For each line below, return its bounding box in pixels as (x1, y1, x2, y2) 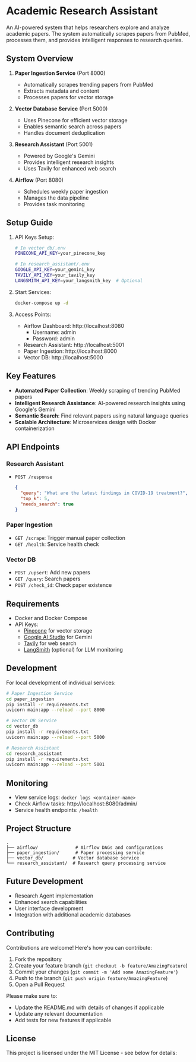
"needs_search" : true (20, 501, 74, 507)
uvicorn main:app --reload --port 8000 (6, 707, 105, 713)
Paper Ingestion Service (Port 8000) (14, 69, 106, 77)
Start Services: (14, 288, 52, 295)
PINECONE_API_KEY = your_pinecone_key (14, 251, 106, 257)
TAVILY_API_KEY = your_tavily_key (14, 272, 95, 279)
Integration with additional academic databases (14, 911, 131, 918)
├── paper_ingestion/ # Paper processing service (6, 849, 145, 856)
